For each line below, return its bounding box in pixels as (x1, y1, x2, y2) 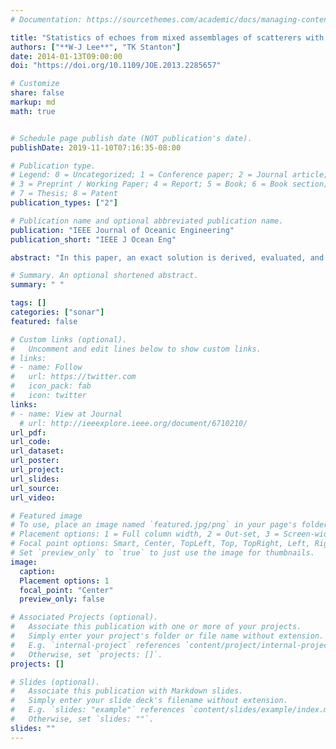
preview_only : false (19, 594, 105, 605)
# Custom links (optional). (10, 334, 128, 345)
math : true (10, 106, 56, 116)
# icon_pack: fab (10, 381, 92, 391)
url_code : (10, 437, 52, 447)
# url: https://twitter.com (10, 372, 137, 382)
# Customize (10, 79, 60, 89)
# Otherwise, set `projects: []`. (10, 649, 163, 660)
